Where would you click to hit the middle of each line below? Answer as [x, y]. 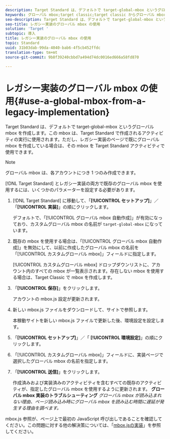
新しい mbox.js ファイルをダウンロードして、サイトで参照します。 [81, 310]
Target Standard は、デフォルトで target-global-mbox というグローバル [80, 127]
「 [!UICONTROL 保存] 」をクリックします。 [57, 288]
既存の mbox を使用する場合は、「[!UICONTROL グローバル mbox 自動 [85, 241]
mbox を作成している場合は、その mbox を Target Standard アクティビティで [85, 146]
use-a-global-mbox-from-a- [85, 101]
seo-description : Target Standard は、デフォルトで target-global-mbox [79, 19]
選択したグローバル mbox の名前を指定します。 [61, 361]
